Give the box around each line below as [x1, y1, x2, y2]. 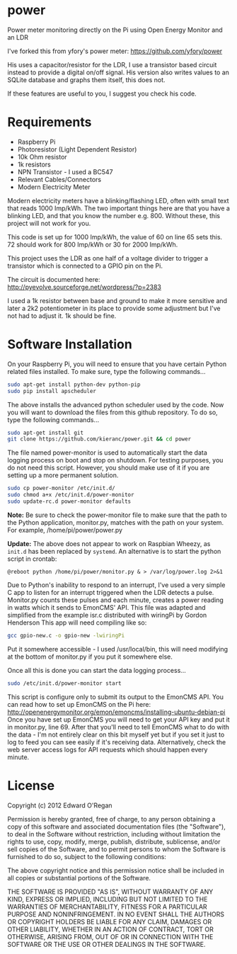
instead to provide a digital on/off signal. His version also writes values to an [7, 68, 230, 76]
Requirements [7, 114, 92, 130]
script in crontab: [7, 555, 57, 563]
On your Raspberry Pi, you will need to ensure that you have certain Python [7, 360, 227, 368]
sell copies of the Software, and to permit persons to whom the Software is [7, 845, 226, 853]
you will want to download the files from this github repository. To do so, [7, 408, 218, 416]
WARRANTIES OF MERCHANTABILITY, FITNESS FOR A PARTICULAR [7, 902, 207, 911]
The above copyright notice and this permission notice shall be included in [7, 866, 224, 875]
